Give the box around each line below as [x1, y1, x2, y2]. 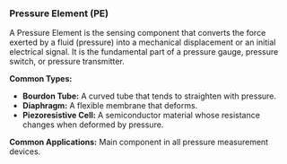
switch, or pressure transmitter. [9, 56, 126, 67]
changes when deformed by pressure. [22, 119, 164, 130]
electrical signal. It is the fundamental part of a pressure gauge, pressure [9, 47, 279, 57]
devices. [9, 146, 41, 157]
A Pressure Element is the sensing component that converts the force [9, 28, 266, 39]
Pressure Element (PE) [9, 7, 109, 20]
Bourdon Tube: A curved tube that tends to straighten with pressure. [22, 91, 276, 101]
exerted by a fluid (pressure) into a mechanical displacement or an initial [9, 37, 276, 47]
